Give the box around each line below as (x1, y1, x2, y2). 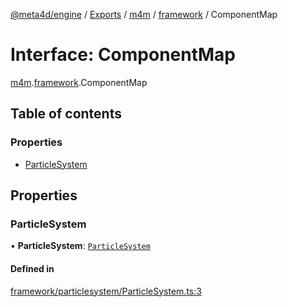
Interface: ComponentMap (10, 44, 237, 66)
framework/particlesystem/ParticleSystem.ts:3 (10, 285, 202, 297)
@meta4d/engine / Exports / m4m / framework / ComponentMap (10, 9, 278, 20)
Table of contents (10, 105, 122, 123)
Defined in (10, 262, 55, 274)
